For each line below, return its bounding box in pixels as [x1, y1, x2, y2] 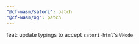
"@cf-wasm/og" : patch [6, 14, 62, 20]
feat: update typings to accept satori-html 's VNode [6, 31, 134, 38]
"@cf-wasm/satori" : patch [6, 8, 72, 15]
